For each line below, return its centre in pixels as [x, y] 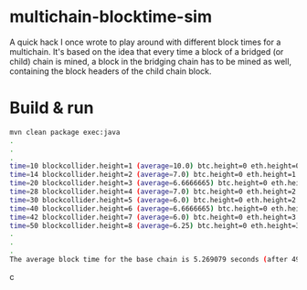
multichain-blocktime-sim [111, 17]
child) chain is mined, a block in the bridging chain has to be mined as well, [151, 61]
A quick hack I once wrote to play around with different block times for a [145, 42]
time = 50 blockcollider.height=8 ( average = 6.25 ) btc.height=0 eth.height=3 [155, 225]
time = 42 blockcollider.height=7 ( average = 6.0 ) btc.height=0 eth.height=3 [153, 217]
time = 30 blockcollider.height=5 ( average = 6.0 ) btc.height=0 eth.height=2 [153, 200]
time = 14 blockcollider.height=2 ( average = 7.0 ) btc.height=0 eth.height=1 [153, 175]
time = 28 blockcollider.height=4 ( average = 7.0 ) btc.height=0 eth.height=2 [153, 192]
